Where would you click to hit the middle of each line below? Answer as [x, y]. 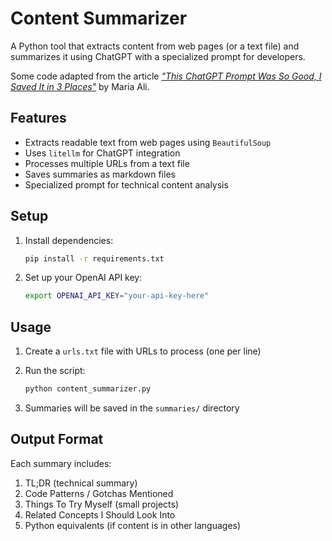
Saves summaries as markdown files [100, 174]
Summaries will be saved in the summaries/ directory [132, 408]
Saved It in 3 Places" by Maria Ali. [80, 86]
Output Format [57, 439]
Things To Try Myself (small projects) [101, 504]
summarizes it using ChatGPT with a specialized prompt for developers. [158, 56]
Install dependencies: [69, 240]
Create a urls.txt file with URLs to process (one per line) [143, 351]
